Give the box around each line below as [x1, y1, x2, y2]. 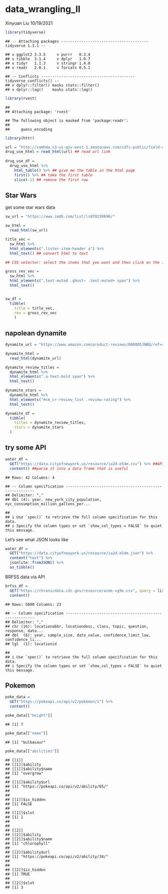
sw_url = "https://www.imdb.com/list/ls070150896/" [5, 214, 115, 219]
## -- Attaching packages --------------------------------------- [5, 39, 149, 44]
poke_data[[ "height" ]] [5, 713, 52, 718]
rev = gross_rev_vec [14, 310, 57, 315]
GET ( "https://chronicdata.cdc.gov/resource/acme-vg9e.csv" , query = [9, 588, 155, 593]
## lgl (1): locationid [5, 641, 57, 646]
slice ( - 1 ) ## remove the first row [14, 177, 88, 182]
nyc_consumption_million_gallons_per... [5, 501, 91, 507]
